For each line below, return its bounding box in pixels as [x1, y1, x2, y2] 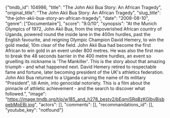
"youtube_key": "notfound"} [5, 107, 64, 113]
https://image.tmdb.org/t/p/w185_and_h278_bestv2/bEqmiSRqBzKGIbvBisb [7, 96, 165, 102]
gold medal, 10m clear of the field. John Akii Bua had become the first [5, 42, 151, 48]
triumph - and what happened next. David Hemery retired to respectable [5, 64, 157, 70]
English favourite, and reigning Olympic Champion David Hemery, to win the [5, 37, 164, 43]
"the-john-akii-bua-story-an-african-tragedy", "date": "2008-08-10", [5, 15, 149, 21]
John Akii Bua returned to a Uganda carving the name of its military [5, 75, 146, 80]
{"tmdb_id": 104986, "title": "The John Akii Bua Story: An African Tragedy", [5, 5, 162, 10]
